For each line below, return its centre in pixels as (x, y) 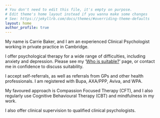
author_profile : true (27, 28)
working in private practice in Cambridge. (47, 47)
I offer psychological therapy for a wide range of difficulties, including (75, 56)
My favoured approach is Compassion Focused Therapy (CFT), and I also (79, 91)
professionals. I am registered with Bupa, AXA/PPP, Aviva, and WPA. (74, 81)
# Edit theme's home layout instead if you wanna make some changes (76, 14)
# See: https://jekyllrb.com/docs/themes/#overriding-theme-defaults (78, 19)
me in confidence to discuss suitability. (44, 67)
